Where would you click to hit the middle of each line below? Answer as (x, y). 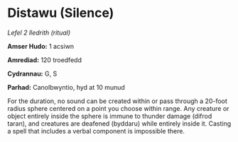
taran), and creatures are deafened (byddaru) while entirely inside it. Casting (119, 123)
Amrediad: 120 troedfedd (44, 60)
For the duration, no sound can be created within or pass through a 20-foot (117, 101)
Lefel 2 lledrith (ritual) (39, 32)
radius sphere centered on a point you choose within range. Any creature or (118, 108)
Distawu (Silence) (61, 13)
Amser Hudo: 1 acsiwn (41, 46)
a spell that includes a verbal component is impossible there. (96, 131)
